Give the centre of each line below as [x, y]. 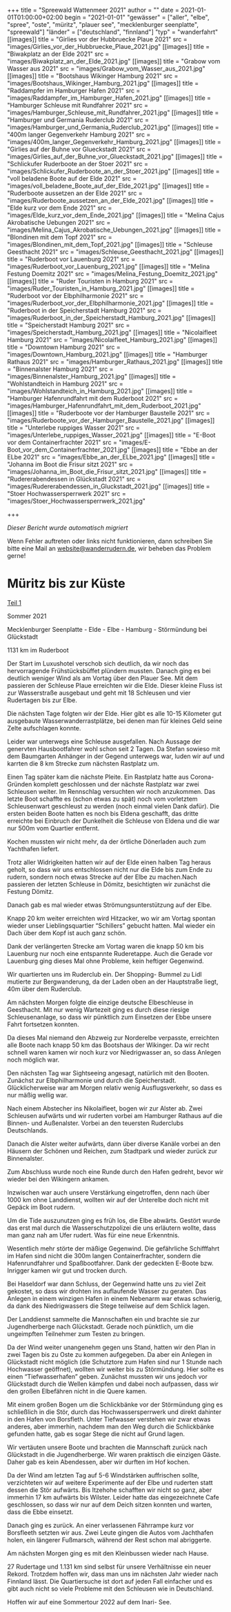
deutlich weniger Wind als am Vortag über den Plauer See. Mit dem [102, 678]
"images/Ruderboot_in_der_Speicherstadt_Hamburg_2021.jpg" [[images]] [111, 318]
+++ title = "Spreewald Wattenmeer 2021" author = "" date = [93, 10]
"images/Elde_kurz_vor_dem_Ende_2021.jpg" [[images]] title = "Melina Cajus [116, 215]
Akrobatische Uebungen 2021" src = [59, 222]
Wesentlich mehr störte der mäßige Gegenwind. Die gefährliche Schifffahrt [113, 1248]
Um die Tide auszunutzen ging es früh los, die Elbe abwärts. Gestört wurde [114, 1220]
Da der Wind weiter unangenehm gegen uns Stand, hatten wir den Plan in [111, 1347]
